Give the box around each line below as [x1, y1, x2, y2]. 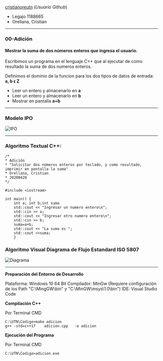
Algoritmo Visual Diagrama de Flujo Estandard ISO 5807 [5, 246, 139, 253]
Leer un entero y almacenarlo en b [12, 93, 81, 99]
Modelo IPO [5, 115, 33, 121]
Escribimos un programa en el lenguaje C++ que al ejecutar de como [5, 59, 143, 64]
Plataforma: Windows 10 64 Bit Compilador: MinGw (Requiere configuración [5, 281, 157, 287]
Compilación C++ [5, 301, 41, 306]
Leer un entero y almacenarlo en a [12, 88, 81, 94]
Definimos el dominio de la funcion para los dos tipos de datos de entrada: [5, 73, 154, 79]
